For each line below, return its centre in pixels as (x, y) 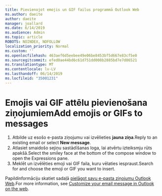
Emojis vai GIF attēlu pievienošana (76, 103)
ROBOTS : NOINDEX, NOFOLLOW (33, 42)
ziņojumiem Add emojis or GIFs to (74, 113)
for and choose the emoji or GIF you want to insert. (64, 168)
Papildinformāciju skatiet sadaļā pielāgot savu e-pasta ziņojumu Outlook (78, 178)
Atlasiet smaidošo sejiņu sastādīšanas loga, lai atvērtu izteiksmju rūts (82, 148)
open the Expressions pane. (40, 158)
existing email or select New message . (52, 142)
